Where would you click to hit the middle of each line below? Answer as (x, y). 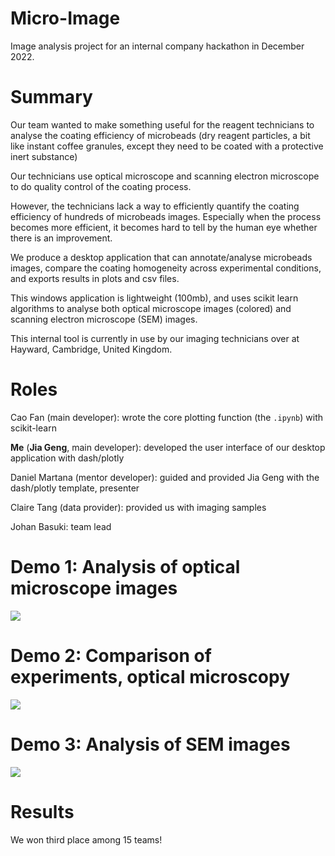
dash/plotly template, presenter (75, 488)
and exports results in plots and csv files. (95, 278)
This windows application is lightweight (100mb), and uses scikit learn (154, 298)
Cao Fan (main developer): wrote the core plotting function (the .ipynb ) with (167, 417)
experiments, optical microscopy (150, 676)
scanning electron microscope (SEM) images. (104, 319)
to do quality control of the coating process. (101, 186)
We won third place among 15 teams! (86, 839)
